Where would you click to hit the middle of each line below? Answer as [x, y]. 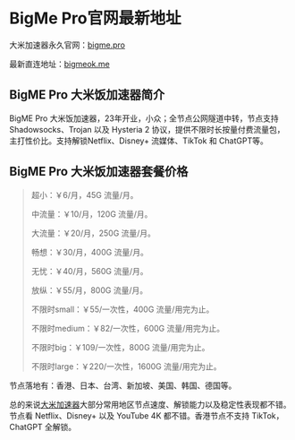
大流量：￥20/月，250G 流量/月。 [93, 233]
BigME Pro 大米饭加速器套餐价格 [99, 172]
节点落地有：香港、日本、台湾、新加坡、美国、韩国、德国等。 [123, 385]
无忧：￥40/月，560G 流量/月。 [89, 271]
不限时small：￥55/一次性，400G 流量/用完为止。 [122, 309]
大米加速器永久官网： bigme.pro [67, 45]
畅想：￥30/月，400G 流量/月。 [90, 252]
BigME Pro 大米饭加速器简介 [87, 95]
